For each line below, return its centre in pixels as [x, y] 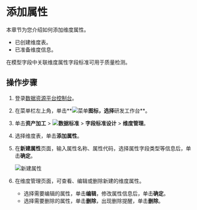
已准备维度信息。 [35, 49]
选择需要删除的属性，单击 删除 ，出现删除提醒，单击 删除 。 [93, 201]
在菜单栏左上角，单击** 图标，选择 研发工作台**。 [83, 111]
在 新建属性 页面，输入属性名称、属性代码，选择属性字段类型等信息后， [100, 148]
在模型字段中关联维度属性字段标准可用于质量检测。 [68, 62]
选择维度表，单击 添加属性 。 [49, 135]
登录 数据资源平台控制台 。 [46, 98]
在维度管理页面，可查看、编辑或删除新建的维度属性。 [80, 180]
